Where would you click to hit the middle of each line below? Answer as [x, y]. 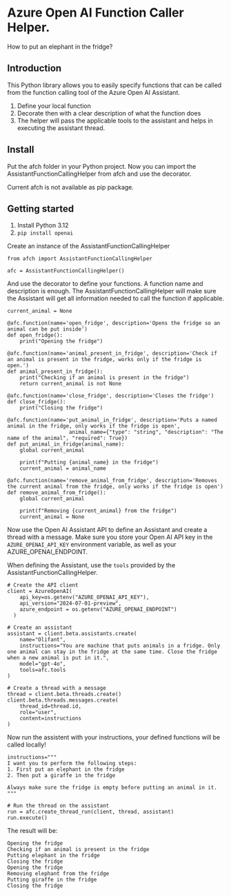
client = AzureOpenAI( [40, 592]
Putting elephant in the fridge [53, 856]
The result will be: [32, 831]
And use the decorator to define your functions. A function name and [105, 284]
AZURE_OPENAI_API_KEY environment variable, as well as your [92, 545]
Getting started [41, 209]
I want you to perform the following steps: [72, 764]
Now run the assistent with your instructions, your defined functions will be [114, 738]
